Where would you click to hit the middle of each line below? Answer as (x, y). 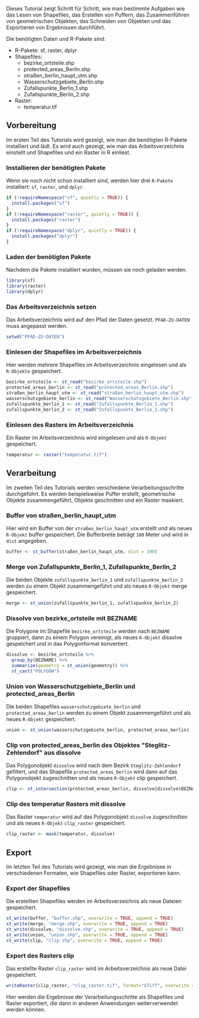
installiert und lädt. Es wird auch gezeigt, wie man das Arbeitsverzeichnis (95, 146)
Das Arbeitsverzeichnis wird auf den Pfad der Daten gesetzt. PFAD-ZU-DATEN (98, 320)
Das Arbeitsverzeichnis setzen (51, 307)
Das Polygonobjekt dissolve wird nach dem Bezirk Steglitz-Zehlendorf (94, 765)
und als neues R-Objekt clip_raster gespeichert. (66, 823)
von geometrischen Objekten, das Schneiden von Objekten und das (89, 21)
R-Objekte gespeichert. (34, 371)
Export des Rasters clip (40, 955)
